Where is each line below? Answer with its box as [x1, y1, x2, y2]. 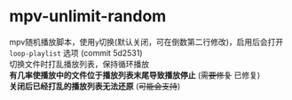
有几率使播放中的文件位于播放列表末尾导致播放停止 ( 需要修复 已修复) [9, 69, 261, 81]
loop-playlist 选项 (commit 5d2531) [9, 47, 144, 58]
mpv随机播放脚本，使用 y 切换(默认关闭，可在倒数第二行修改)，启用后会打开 [9, 36, 284, 47]
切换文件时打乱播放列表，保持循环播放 [9, 58, 149, 69]
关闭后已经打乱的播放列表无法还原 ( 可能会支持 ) [9, 81, 181, 91]
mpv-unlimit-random [9, 6, 167, 27]
